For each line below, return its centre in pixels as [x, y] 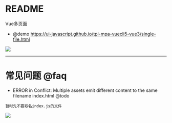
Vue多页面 [16, 23]
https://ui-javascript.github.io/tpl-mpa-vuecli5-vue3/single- [93, 34]
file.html [21, 39]
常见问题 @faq [36, 76]
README [25, 9]
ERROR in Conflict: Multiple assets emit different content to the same [85, 90]
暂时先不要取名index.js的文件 [34, 106]
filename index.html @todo [41, 95]
